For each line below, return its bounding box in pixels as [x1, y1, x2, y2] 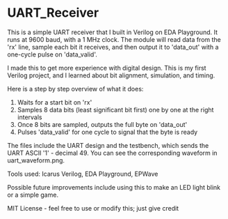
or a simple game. [7, 190, 59, 199]
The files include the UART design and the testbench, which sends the [7, 141, 209, 149]
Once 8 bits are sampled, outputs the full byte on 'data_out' [17, 120, 188, 128]
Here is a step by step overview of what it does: [7, 84, 144, 93]
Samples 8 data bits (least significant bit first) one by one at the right [17, 105, 214, 114]
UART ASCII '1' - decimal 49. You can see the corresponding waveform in [7, 149, 218, 157]
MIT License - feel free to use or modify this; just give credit [7, 204, 179, 212]
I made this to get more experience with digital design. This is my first [7, 63, 206, 72]
